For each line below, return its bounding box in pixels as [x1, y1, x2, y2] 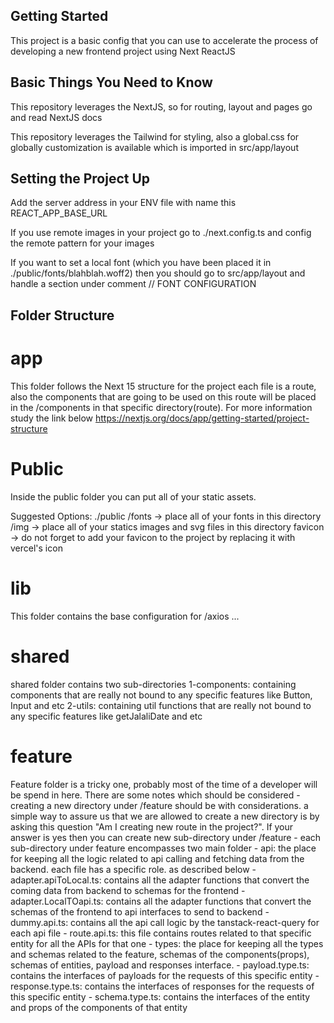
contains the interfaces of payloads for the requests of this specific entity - [10, 969, 320, 981]
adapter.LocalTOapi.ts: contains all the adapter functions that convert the [10, 895, 312, 907]
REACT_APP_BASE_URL [10, 207, 108, 219]
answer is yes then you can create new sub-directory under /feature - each [10, 831, 322, 843]
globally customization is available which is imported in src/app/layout [10, 141, 299, 153]
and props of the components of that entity [10, 1001, 188, 1013]
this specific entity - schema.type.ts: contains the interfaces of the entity [10, 990, 311, 1003]
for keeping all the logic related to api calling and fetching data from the [10, 852, 305, 864]
